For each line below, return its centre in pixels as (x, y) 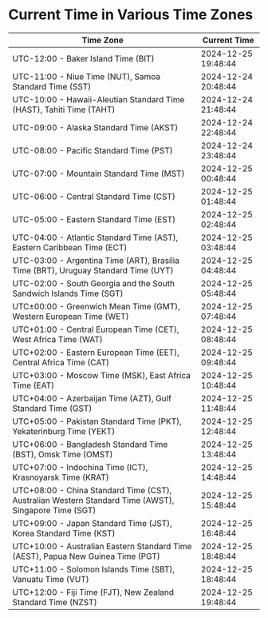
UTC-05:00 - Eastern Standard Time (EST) (94, 219)
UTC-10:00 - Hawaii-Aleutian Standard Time (99, 99)
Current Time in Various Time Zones (131, 15)
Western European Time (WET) (71, 316)
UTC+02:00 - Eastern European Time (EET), (96, 352)
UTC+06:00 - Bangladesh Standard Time (90, 444)
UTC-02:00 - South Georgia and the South (94, 283)
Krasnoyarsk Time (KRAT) (61, 477)
